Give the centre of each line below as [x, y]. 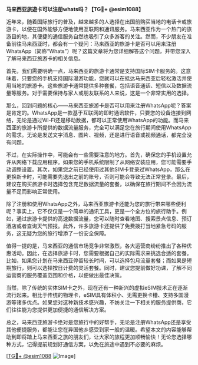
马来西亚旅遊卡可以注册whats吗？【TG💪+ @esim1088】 [75, 9]
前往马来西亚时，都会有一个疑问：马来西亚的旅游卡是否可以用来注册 [94, 44]
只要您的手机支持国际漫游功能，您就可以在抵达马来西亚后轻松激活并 [104, 78]
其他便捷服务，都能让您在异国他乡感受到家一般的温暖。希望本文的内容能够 [96, 329]
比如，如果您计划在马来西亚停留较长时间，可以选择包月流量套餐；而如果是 [96, 260]
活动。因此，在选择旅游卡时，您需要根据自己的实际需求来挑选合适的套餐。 [101, 253]
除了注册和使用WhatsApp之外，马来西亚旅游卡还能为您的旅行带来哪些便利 [96, 204]
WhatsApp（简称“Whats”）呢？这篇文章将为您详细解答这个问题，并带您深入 [98, 51]
